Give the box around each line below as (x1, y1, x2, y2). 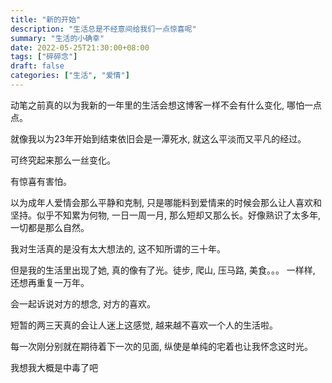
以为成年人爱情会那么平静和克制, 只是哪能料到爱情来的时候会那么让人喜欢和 (10, 196, 322, 208)
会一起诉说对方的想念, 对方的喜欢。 (10, 297, 156, 310)
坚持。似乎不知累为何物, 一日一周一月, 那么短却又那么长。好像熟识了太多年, (10, 209, 321, 221)
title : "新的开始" (10, 14, 82, 25)
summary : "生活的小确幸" (10, 33, 105, 43)
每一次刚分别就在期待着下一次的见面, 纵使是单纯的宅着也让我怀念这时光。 (10, 340, 313, 352)
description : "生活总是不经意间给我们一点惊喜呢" (10, 24, 197, 34)
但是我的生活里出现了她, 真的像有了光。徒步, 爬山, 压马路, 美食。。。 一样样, (10, 264, 316, 276)
